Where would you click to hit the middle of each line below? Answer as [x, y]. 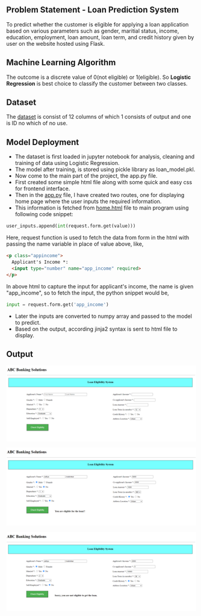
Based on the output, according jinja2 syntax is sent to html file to [96, 329]
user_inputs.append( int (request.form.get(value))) [71, 226]
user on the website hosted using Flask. [56, 43]
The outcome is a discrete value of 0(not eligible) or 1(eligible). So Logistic [99, 77]
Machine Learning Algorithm [61, 63]
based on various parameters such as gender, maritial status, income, [93, 31]
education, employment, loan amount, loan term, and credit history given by [100, 37]
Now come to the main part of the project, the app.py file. [86, 176]
